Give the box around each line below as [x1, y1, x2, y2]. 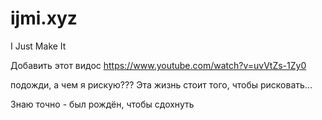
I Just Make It [10, 40, 67, 52]
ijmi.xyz [10, 7, 78, 30]
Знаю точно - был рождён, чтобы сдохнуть [10, 98, 195, 110]
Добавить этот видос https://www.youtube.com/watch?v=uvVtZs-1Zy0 [10, 59, 307, 71]
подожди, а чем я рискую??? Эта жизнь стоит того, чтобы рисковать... [10, 78, 313, 91]
